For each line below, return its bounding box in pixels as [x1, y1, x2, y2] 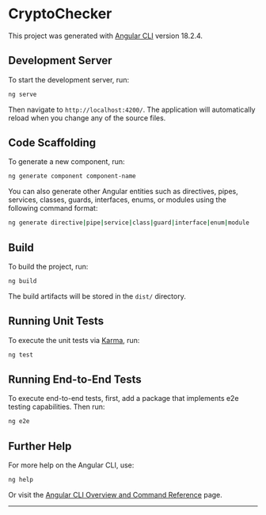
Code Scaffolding [8, 136, 97, 150]
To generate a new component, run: [8, 157, 125, 166]
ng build [8, 277, 37, 285]
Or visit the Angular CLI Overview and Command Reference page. [8, 490, 223, 499]
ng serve [8, 90, 37, 98]
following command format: [8, 204, 98, 213]
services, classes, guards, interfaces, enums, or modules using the [8, 195, 227, 204]
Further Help [8, 439, 72, 452]
